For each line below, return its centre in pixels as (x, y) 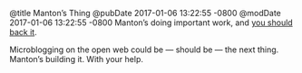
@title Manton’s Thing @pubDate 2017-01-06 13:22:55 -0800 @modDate (145, 13)
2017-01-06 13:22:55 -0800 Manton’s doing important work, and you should (151, 23)
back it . (24, 32)
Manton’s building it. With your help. (76, 59)
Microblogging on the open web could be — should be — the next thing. (144, 50)
